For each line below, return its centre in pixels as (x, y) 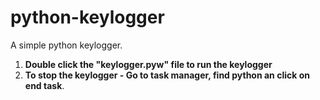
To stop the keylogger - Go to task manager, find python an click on (167, 75)
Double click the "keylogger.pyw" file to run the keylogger (148, 64)
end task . (44, 85)
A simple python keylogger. (66, 45)
